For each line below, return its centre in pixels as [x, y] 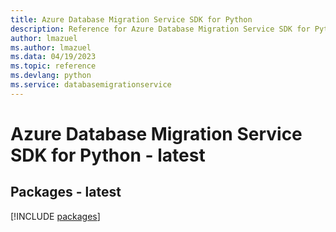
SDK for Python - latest [108, 155]
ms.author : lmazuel [51, 47]
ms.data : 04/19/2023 [53, 57]
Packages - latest [66, 192]
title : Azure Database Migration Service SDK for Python [131, 19]
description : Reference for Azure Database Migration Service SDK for [160, 29]
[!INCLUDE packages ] [55, 216]
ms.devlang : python [51, 76]
